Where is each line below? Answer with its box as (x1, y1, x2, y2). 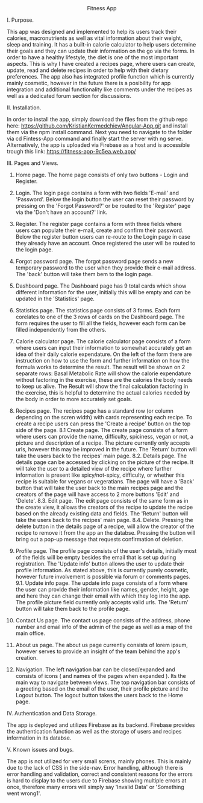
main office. (15, 630, 46, 637)
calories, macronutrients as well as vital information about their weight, (7, 34, 183, 42)
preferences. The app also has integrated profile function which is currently (7, 73, 195, 80)
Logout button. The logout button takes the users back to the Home (15, 692, 183, 698)
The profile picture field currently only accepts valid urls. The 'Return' (15, 599, 189, 605)
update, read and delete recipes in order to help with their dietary (7, 66, 169, 74)
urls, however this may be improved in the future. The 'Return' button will (15, 446, 197, 453)
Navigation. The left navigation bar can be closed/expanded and (15, 666, 175, 673)
